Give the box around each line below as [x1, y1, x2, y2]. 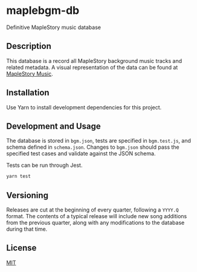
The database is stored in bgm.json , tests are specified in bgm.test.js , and [6, 137, 192, 144]
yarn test [6, 173, 31, 180]
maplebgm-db [6, 4, 80, 18]
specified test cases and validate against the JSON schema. [6, 150, 156, 157]
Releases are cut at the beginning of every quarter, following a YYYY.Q [6, 206, 179, 213]
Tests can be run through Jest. [6, 161, 83, 169]
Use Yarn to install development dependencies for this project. [6, 103, 162, 111]
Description [6, 41, 51, 51]
